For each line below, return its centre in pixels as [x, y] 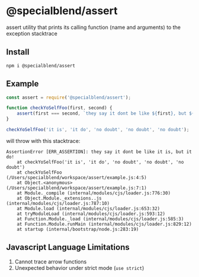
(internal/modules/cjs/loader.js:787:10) [58, 203]
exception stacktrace [32, 33]
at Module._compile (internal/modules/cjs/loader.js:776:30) [94, 193]
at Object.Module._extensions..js [59, 198]
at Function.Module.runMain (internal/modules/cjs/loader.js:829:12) [105, 224]
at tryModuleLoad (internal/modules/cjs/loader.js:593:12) [91, 214]
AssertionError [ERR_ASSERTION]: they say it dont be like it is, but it [99, 152]
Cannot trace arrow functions [51, 262]
